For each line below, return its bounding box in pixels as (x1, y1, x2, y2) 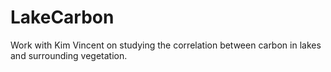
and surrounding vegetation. (10, 49, 128, 61)
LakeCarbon (10, 6, 115, 29)
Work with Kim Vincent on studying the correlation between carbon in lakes (10, 39, 322, 51)
